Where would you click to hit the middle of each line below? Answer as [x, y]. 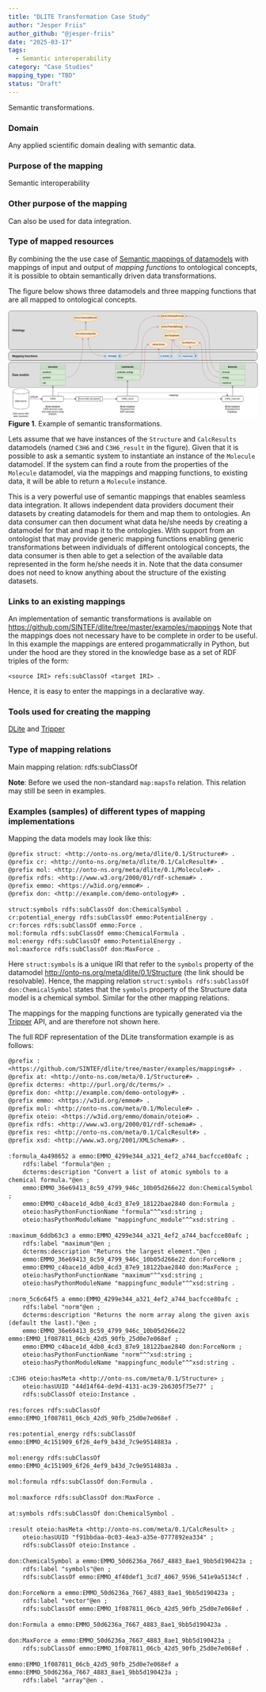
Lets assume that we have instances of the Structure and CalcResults [122, 439]
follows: [21, 1046]
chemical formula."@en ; [49, 1180]
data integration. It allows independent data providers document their [121, 505]
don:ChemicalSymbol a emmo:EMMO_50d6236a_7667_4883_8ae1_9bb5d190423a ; [131, 1561]
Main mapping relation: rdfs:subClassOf [73, 767]
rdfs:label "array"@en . [63, 1680]
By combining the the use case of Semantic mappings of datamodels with [129, 259]
